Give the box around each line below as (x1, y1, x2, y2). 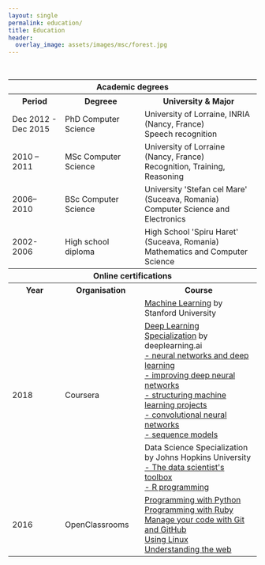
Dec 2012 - (12, 114, 58, 125)
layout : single (8, 11, 58, 20)
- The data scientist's (144, 462, 225, 473)
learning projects (144, 400, 207, 411)
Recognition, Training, (144, 161, 226, 173)
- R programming (144, 482, 209, 493)
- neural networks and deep (144, 350, 249, 361)
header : (8, 33, 34, 42)
